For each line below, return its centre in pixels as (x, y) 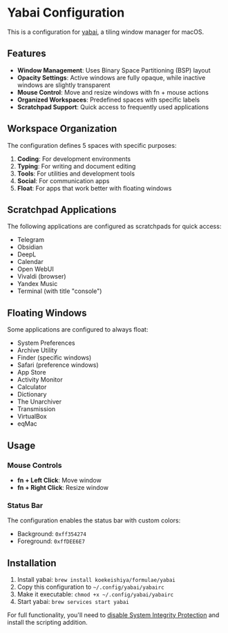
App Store (31, 372)
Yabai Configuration (66, 13)
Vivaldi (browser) (42, 276)
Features (27, 54)
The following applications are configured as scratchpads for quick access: (114, 227)
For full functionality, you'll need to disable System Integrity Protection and (113, 615)
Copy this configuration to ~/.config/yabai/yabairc (91, 587)
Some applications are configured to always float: (78, 330)
